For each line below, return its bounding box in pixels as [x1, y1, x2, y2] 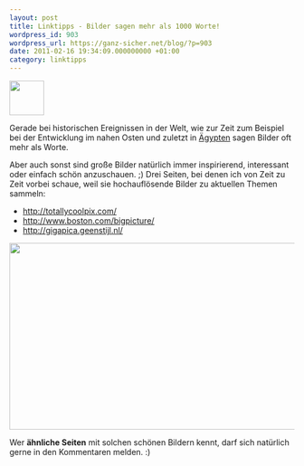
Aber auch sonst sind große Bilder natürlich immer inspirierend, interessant [9, 159, 290, 170]
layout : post [9, 13, 59, 23]
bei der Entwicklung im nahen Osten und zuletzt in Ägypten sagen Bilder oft [9, 132, 292, 143]
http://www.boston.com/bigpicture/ [22, 215, 156, 226]
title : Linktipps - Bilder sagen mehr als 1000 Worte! [9, 22, 221, 31]
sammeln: [9, 188, 46, 199]
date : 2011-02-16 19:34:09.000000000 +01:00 [9, 47, 180, 56]
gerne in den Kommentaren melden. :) [9, 447, 151, 457]
